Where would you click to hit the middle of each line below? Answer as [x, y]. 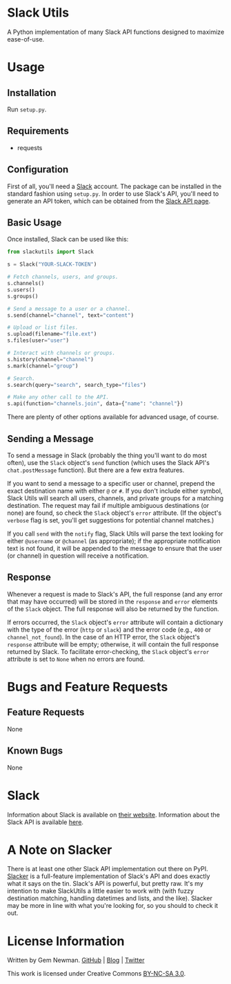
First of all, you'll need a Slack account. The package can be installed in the [114, 186]
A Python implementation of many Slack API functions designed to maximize [116, 32]
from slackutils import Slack [51, 252]
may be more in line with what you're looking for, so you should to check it [113, 906]
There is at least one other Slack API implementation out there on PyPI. [108, 869]
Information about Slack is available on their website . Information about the [114, 814]
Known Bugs [35, 751]
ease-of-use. [26, 39]
